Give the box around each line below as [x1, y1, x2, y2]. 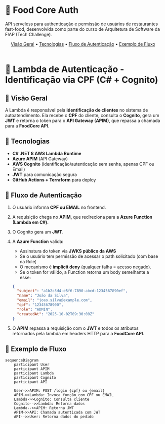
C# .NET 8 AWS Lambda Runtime [12, 150, 82, 156]
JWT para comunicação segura [12, 171, 77, 178]
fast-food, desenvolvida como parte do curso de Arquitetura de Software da [5, 26, 160, 32]
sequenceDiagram [5, 358, 39, 363]
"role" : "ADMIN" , [17, 307, 53, 312]
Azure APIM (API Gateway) [12, 156, 68, 162]
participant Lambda [14, 371, 54, 376]
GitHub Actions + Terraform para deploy [12, 177, 96, 182]
